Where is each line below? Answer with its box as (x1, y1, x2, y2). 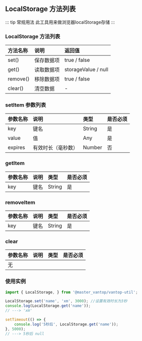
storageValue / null (64, 66, 109, 73)
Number (83, 144, 102, 151)
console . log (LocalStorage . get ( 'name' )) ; (5, 303, 91, 308)
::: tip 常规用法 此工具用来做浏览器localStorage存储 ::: (5, 19, 115, 25)
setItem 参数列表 (5, 102, 46, 109)
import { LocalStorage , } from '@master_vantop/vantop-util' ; (5, 290, 138, 295)
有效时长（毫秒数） (33, 144, 79, 151)
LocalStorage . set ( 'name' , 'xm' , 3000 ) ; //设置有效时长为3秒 (5, 299, 127, 304)
